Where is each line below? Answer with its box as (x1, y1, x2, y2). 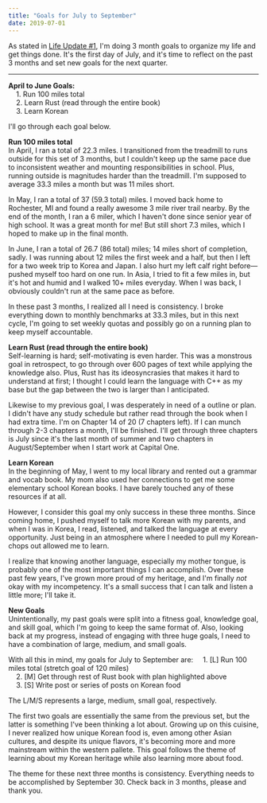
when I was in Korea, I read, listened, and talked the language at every (8, 524, 238, 533)
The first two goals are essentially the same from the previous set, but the (8, 711, 250, 720)
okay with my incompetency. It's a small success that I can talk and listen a (8, 582, 253, 591)
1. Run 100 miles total (15, 89, 85, 99)
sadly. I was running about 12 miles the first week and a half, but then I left (8, 252, 250, 262)
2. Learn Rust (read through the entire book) (15, 97, 161, 107)
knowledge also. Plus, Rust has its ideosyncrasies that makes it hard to (8, 368, 240, 377)
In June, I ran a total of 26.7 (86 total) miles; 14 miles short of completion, (8, 244, 248, 253)
